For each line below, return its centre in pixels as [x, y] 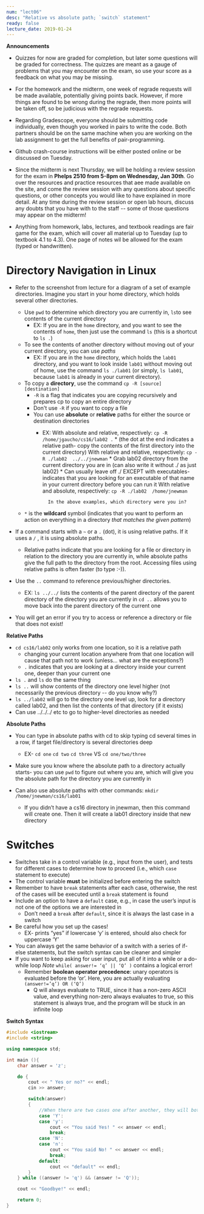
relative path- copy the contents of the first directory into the [118, 446]
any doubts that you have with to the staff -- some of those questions [102, 209]
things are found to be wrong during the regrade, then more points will [103, 102]
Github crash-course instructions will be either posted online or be [98, 151]
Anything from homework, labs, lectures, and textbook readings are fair [104, 227]
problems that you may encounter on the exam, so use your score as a [103, 71]
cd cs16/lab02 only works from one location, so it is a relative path [98, 648]
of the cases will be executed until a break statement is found [92, 894]
